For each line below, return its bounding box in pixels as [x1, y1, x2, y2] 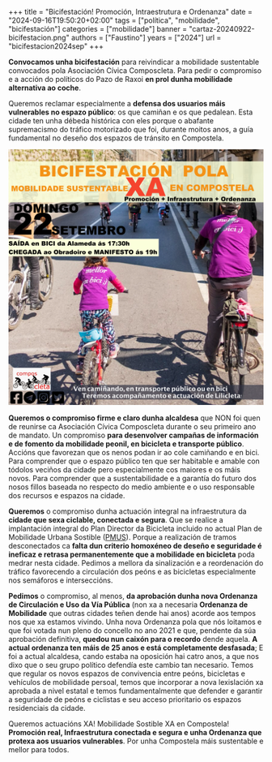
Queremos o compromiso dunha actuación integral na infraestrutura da [8, 506, 247, 516]
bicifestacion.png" [8, 32, 70, 42]
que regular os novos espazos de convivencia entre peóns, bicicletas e [8, 669, 245, 678]
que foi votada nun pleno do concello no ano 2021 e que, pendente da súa [8, 626, 257, 635]
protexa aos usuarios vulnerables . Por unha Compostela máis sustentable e [8, 736, 264, 746]
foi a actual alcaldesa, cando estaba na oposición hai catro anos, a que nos [8, 652, 259, 661]
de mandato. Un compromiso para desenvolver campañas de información [8, 430, 259, 440]
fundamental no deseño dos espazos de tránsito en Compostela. [8, 133, 224, 143]
